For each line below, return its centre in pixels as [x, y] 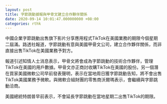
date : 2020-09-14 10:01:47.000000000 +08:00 [52, 19]
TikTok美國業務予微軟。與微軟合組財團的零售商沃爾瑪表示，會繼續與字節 [80, 80]
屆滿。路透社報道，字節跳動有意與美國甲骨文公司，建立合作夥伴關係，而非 [85, 45]
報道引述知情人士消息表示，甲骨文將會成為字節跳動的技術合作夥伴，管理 [79, 61]
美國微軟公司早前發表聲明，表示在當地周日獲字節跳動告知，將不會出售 [90, 74]
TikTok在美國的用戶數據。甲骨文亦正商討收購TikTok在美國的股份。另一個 [80, 67]
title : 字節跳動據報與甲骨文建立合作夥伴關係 [46, 14]
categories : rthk [23, 24]
